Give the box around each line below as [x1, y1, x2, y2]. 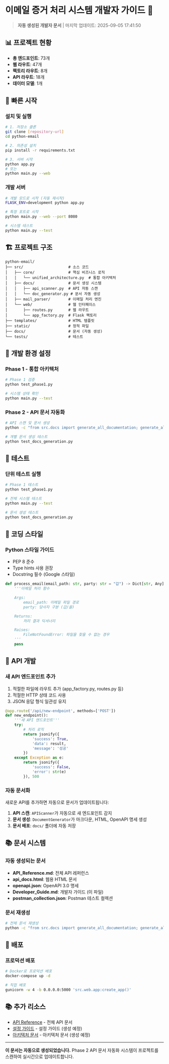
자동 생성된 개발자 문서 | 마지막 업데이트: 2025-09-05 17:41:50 [17, 22, 141, 28]
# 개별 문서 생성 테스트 [5, 434, 48, 439]
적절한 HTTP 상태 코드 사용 [12, 692, 66, 698]
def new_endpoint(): [5, 713, 49, 718]
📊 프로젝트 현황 [5, 38, 52, 47]
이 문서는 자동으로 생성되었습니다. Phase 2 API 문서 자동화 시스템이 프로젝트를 [5, 1047, 159, 1053]
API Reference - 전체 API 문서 [12, 1019, 73, 1025]
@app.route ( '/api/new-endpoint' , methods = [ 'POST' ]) [5, 708, 116, 713]
